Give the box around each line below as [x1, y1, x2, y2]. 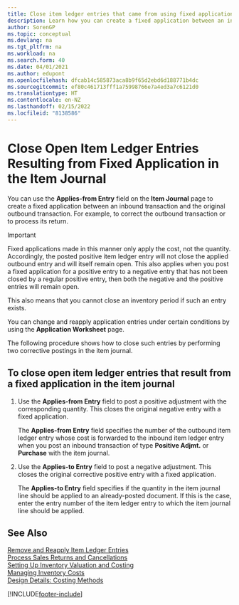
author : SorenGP [7, 23, 55, 31]
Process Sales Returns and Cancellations [7, 553, 128, 562]
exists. [7, 303, 27, 312]
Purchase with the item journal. [17, 448, 110, 457]
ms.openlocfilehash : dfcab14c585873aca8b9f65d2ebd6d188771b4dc [7, 76, 199, 84]
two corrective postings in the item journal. [7, 346, 133, 354]
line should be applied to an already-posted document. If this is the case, [17, 491, 232, 500]
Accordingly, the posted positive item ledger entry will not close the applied [7, 252, 229, 261]
